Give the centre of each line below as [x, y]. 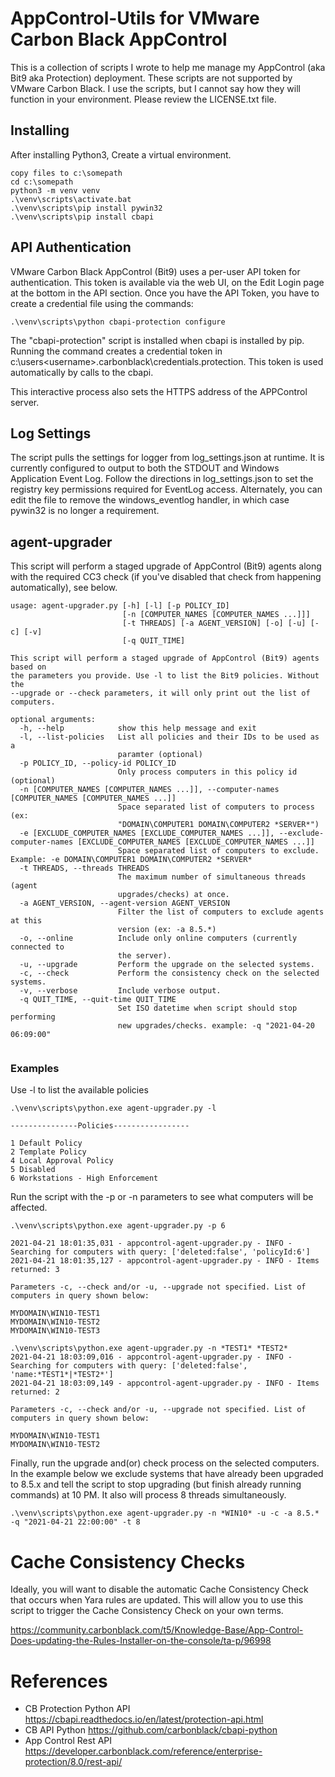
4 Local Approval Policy [62, 1161]
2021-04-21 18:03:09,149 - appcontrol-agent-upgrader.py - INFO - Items [165, 1383]
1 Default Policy [46, 1143]
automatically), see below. [64, 588]
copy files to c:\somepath [66, 173]
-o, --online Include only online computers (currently [158, 938]
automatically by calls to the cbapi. [82, 372]
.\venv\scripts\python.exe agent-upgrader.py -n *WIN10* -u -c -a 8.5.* [165, 1513]
